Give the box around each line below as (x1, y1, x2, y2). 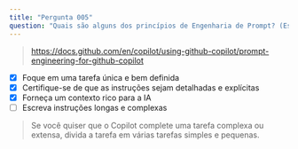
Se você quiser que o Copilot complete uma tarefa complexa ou (30, 120, 264, 130)
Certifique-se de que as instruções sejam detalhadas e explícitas (21, 82, 260, 93)
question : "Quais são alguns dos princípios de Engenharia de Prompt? (9, 21, 276, 30)
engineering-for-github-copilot (30, 55, 145, 66)
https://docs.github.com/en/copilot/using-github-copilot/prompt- (30, 45, 270, 56)
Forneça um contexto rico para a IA (21, 92, 152, 103)
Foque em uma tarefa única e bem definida (21, 72, 180, 82)
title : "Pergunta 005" (9, 12, 93, 22)
